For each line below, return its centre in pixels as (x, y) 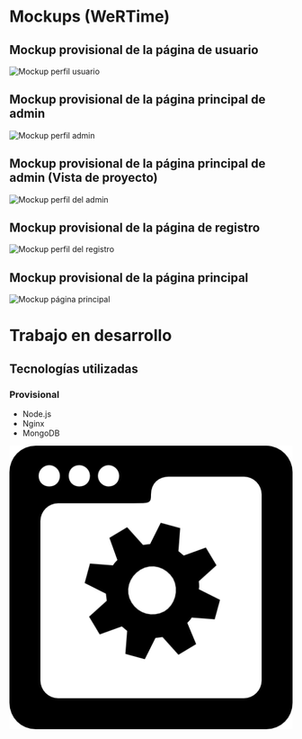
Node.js (37, 414)
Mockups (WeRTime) (90, 17)
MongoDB (41, 433)
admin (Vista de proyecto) (84, 178)
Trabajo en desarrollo (91, 336)
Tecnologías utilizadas (74, 369)
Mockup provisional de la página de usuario (134, 50)
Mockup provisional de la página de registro (135, 228)
